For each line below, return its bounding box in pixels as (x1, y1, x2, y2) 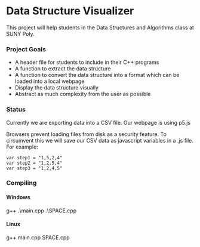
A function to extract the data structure (14, 65, 111, 72)
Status (6, 106, 26, 114)
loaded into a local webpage (14, 78, 85, 85)
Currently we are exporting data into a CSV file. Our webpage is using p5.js (6, 119, 191, 126)
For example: (6, 143, 39, 150)
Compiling (6, 179, 37, 187)
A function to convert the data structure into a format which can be (14, 72, 180, 79)
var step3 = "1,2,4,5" (6, 165, 63, 171)
